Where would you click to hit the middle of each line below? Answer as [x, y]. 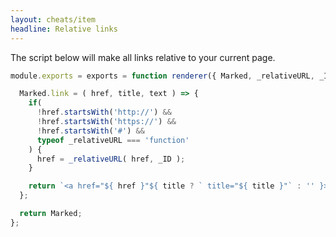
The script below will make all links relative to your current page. [143, 57]
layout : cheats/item [53, 19]
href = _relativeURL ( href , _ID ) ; [111, 159]
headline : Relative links [64, 29]
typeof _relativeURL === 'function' [113, 140]
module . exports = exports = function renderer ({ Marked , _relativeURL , [162, 76]
